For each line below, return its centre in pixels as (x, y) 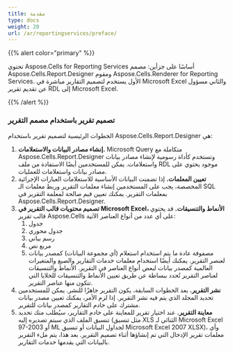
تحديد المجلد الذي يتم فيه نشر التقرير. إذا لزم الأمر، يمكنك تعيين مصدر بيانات (116, 297)
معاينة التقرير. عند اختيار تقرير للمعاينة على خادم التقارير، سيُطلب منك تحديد (115, 312)
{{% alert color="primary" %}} (51, 53)
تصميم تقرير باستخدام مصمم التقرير (62, 121)
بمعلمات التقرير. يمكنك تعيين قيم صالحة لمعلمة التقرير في (93, 193)
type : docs (24, 20)
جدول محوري (46, 230)
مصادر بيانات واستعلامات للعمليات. (62, 171)
